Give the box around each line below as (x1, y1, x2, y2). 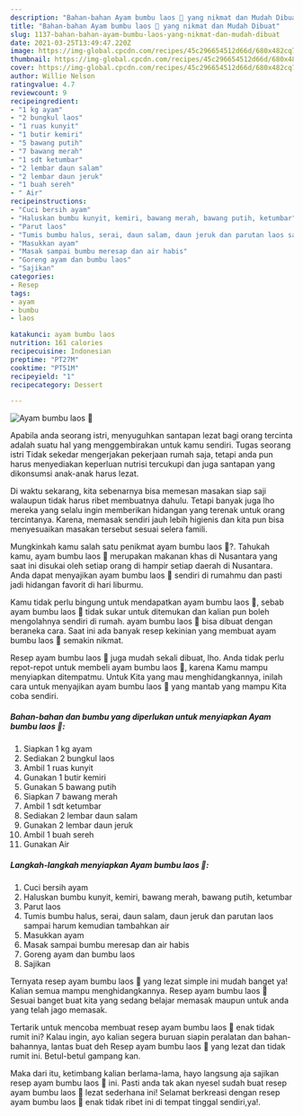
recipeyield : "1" (10, 372, 76, 381)
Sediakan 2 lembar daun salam (22, 810, 138, 821)
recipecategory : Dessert (10, 380, 103, 389)
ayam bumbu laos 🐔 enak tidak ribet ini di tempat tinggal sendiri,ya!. (10, 1097, 262, 1108)
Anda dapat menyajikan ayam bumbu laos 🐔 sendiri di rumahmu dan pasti (10, 570, 282, 580)
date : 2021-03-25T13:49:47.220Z (10, 38, 131, 48)
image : (10, 47, 35, 56)
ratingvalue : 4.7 (10, 80, 76, 89)
